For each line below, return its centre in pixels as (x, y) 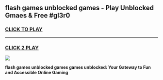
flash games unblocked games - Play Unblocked (80, 8)
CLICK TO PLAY (24, 30)
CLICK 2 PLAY (22, 48)
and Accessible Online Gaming (37, 72)
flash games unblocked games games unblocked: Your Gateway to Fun (78, 67)
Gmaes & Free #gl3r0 (38, 16)
